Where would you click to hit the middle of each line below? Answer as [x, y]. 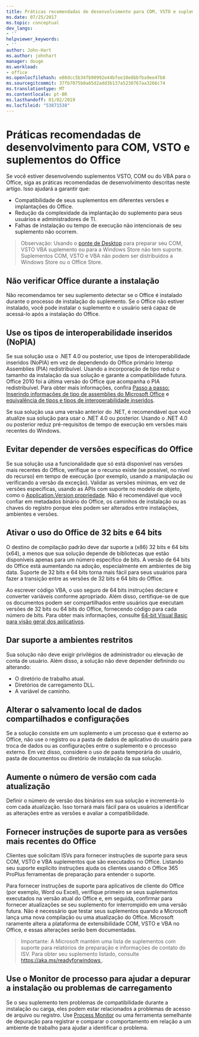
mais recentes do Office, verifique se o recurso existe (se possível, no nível [98, 470]
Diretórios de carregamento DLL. [55, 685]
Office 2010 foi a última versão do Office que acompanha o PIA [83, 382]
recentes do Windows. [33, 431]
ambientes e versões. [32, 514]
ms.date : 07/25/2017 [32, 17]
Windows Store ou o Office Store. [61, 262]
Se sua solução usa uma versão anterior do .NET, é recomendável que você [99, 412]
